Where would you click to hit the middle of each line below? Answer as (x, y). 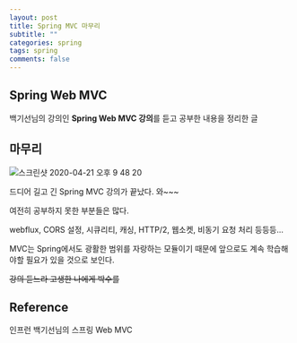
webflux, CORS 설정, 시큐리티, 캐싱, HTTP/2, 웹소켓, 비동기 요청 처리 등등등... (147, 229)
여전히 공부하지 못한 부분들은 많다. (69, 210)
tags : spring (34, 51)
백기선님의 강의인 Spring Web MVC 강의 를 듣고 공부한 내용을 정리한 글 (134, 118)
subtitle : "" (34, 34)
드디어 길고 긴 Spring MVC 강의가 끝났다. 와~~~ (94, 191)
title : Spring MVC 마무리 (55, 26)
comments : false (39, 59)
